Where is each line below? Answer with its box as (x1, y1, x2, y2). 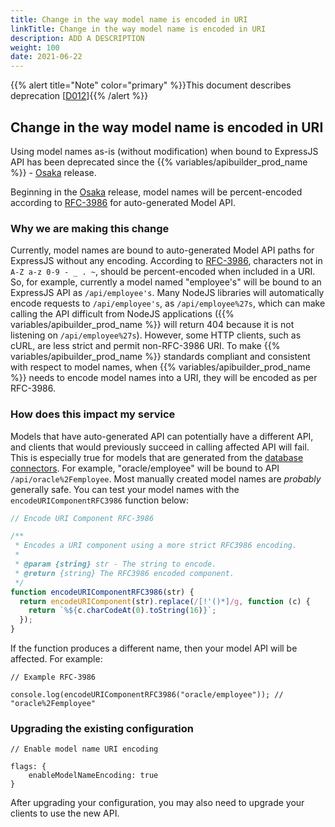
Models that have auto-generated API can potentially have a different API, (10, 430, 314, 442)
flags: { (10, 762, 47, 772)
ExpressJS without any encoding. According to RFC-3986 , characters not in (10, 255, 323, 267)
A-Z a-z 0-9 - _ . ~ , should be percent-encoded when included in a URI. (10, 266, 316, 278)
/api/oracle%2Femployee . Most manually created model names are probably (10, 472, 322, 485)
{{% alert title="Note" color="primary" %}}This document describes (10, 79, 292, 91)
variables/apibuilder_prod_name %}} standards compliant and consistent (10, 351, 311, 363)
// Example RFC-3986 (10, 672, 97, 683)
